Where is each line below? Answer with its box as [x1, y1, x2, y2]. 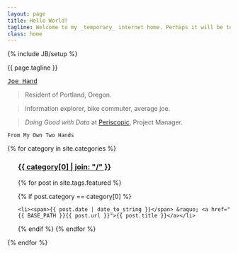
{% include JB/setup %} [7, 50, 78, 58]
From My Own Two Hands [7, 132, 74, 139]
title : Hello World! [7, 17, 69, 24]
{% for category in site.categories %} [7, 144, 117, 153]
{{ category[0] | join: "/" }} [17, 162, 112, 172]
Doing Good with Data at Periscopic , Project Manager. [24, 118, 183, 126]
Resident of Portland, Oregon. [24, 90, 112, 99]
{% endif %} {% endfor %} [17, 225, 96, 233]
